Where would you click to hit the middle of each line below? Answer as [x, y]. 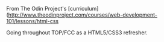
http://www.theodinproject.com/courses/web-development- [83, 15]
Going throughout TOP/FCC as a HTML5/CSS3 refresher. [77, 33]
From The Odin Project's [36, 9]
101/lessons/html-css [33, 21]
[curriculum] [83, 9]
